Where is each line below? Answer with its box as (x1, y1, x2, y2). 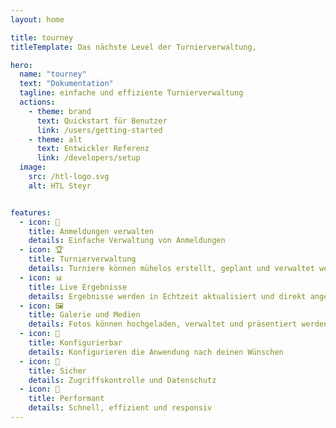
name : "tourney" (19, 69, 87, 80)
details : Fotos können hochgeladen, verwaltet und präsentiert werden (28, 319, 329, 330)
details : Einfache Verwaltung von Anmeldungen (28, 236, 226, 246)
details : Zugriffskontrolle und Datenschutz (28, 375, 217, 385)
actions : (19, 97, 56, 107)
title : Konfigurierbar (28, 338, 123, 348)
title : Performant (28, 394, 105, 404)
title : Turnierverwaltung (28, 254, 137, 265)
